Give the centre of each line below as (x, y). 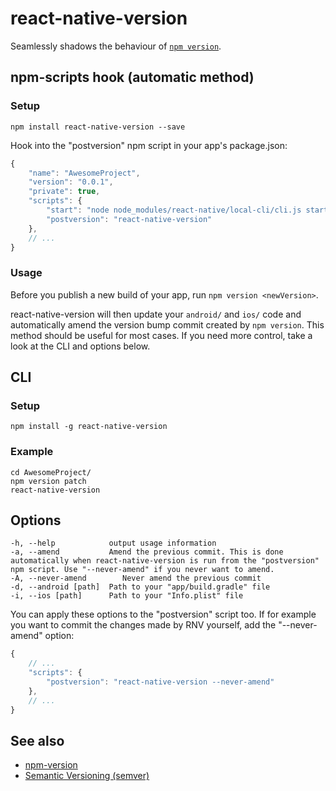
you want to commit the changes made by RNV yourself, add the (143, 625)
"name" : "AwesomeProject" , (84, 173)
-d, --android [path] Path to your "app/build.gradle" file (140, 587)
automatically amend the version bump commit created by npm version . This (167, 324)
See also (37, 740)
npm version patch (48, 481)
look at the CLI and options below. (80, 346)
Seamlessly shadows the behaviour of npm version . (116, 46)
